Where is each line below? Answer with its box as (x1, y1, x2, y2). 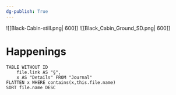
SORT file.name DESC (6, 85, 57, 90)
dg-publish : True (6, 8, 48, 15)
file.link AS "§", (16, 69, 61, 75)
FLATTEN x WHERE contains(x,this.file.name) (6, 79, 116, 85)
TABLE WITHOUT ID (6, 64, 48, 70)
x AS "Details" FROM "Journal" (16, 74, 93, 80)
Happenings (6, 45, 66, 58)
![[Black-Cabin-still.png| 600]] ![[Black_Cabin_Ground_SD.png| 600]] (6, 24, 171, 31)
